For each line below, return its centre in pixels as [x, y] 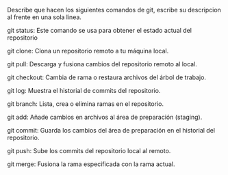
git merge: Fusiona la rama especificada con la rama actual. [91, 164]
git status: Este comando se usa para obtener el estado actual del [99, 30]
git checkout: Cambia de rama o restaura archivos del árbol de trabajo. [107, 77]
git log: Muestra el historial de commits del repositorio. [84, 91]
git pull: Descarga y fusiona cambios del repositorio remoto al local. [102, 64]
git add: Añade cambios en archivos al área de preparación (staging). [105, 117]
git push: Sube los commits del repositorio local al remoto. [89, 151]
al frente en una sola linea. [45, 17]
